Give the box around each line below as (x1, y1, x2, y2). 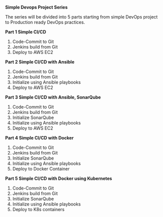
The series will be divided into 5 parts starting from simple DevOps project (5, 14, 158, 19)
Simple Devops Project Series (5, 4, 68, 10)
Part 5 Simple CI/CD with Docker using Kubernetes (5, 175, 112, 181)
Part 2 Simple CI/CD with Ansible (5, 59, 75, 64)
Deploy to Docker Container (12, 166, 70, 171)
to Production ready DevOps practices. (5, 19, 85, 25)
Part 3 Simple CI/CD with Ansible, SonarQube (5, 94, 101, 100)
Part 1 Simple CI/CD (5, 29, 46, 34)
